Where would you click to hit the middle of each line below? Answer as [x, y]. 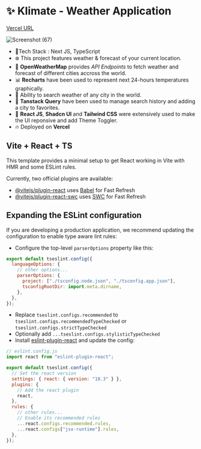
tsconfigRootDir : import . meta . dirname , [72, 286]
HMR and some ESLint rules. [41, 167]
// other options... [43, 270]
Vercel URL [20, 28]
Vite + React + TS [39, 146]
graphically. [29, 88]
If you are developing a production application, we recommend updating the [100, 230]
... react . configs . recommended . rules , [64, 423]
